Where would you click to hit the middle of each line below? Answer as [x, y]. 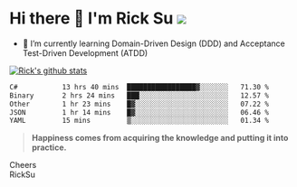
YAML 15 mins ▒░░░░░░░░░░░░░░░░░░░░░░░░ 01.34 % [139, 121]
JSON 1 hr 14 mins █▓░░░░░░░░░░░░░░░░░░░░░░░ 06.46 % [139, 112]
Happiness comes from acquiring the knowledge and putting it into [160, 138]
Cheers [23, 165]
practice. [49, 147]
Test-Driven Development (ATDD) [85, 52]
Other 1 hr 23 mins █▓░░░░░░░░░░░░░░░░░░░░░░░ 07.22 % [139, 104]
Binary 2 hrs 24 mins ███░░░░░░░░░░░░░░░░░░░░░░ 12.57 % [139, 95]
